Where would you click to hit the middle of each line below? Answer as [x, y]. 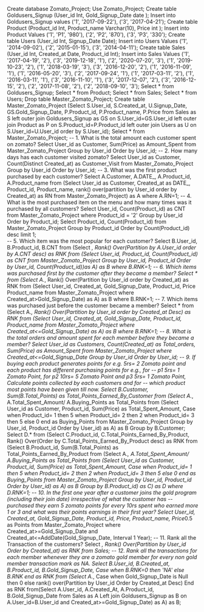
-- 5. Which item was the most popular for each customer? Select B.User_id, [102, 241]
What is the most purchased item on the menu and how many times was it [99, 202]
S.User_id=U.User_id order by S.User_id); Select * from [76, 131]
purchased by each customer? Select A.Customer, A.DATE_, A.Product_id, [99, 176]
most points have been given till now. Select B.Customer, [78, 389]
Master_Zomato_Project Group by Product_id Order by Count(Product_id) [98, 228]
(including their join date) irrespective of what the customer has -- [90, 499]
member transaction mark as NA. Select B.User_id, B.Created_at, [88, 563]
